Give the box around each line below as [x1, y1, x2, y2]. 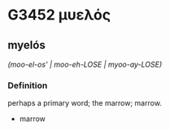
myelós [7, 38, 46, 52]
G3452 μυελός [7, 6, 111, 24]
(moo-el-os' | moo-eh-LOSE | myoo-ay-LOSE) [7, 59, 163, 69]
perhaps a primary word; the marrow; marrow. [7, 98, 162, 108]
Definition [7, 80, 48, 91]
